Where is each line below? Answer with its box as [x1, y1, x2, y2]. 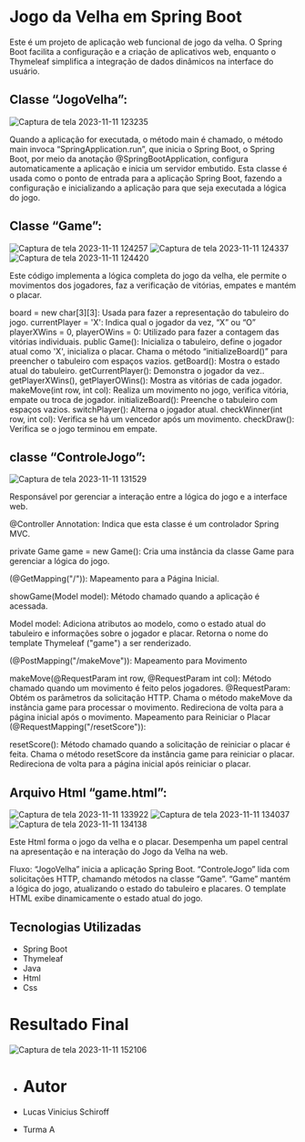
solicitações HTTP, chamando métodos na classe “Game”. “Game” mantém [9, 873, 291, 885]
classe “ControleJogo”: [9, 449, 146, 465]
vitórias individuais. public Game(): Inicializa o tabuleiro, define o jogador [9, 335, 282, 347]
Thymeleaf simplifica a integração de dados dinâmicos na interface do [9, 56, 274, 67]
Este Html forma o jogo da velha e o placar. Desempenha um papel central [9, 837, 289, 848]
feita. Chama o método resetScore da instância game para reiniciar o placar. [9, 749, 295, 760]
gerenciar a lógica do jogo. [9, 556, 110, 567]
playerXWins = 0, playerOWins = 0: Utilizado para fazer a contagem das [9, 326, 280, 337]
